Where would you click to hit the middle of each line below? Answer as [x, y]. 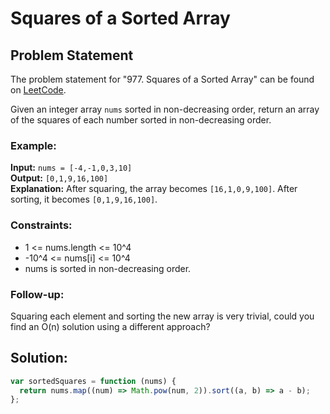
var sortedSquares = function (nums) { [93, 381]
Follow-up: [37, 294]
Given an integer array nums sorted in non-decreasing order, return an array [165, 109]
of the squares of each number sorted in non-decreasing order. [141, 120]
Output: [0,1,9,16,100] [59, 178]
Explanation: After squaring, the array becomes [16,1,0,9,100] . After [154, 189]
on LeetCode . [38, 90]
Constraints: [41, 225]
